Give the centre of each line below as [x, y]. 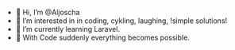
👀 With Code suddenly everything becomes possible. [103, 37]
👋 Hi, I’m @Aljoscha [48, 12]
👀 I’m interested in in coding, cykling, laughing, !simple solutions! [121, 21]
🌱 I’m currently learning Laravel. [68, 29]
